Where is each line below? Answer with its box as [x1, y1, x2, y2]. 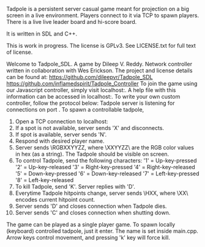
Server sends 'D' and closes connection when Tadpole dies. [15, 202, 167, 210]
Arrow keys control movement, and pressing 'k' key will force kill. [6, 234, 170, 241]
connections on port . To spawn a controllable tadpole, [6, 106, 144, 113]
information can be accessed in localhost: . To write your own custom [6, 93, 181, 100]
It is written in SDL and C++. [6, 30, 78, 37]
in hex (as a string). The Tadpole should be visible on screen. [15, 150, 170, 158]
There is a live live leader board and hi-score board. [6, 18, 137, 25]
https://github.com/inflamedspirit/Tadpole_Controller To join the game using [6, 80, 198, 87]
